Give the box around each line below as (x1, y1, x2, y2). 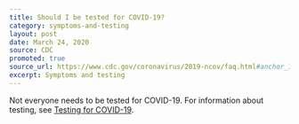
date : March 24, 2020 (9, 37, 90, 47)
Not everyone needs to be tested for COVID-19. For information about (9, 95, 264, 105)
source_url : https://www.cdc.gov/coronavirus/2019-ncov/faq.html (9, 63, 256, 72)
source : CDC (9, 46, 53, 55)
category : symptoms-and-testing (9, 21, 129, 30)
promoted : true (9, 54, 66, 63)
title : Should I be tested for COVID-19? (9, 12, 166, 22)
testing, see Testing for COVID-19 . (9, 104, 134, 115)
